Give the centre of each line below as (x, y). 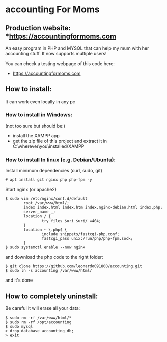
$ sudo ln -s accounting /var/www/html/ (49, 271)
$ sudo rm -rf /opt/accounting (38, 322)
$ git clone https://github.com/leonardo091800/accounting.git (74, 266)
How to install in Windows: (39, 114)
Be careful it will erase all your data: (43, 308)
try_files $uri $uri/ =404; (71, 221)
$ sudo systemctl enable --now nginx (45, 247)
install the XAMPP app (36, 136)
